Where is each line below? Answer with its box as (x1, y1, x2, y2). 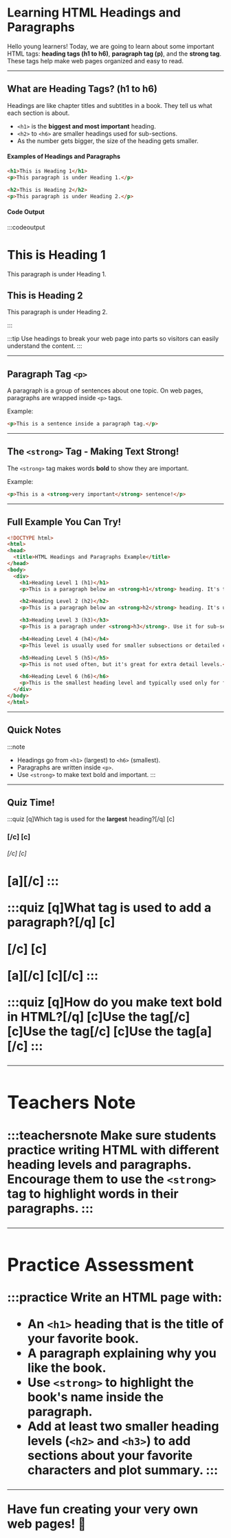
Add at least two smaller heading (27, 1418, 219, 1434)
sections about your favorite (27, 1448, 193, 1464)
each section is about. (7, 109, 70, 117)
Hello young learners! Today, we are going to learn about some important (7, 42, 214, 50)
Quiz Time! (7, 797, 55, 809)
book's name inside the (27, 1389, 164, 1405)
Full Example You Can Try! (7, 516, 122, 528)
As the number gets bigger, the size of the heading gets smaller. (16, 136, 199, 145)
